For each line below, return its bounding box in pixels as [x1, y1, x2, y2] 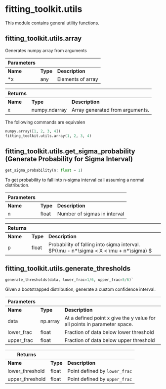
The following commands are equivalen [5, 119, 85, 125]
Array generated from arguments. [71, 106, 150, 113]
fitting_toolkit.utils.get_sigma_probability [5, 147, 135, 155]
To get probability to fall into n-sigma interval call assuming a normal [5, 177, 145, 183]
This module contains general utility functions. [5, 20, 100, 26]
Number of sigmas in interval [57, 210, 124, 217]
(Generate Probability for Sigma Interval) [5, 155, 133, 163]
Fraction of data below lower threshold [64, 328, 154, 335]
